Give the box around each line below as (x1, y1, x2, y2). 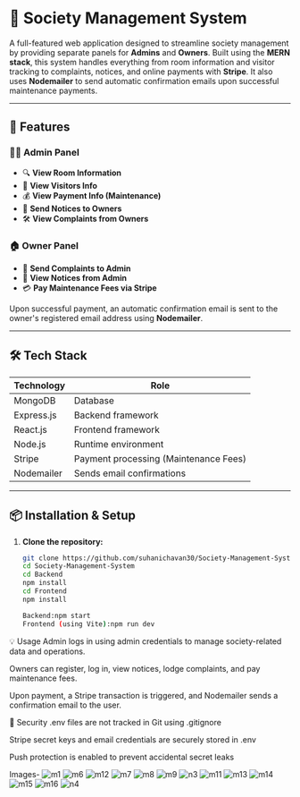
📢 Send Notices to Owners (21, 203, 122, 214)
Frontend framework (74, 423, 161, 436)
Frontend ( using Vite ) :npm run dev (21, 619, 155, 629)
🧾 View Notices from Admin (21, 272, 128, 283)
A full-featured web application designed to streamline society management (9, 38, 289, 48)
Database (74, 394, 114, 406)
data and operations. (9, 646, 86, 657)
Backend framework (74, 409, 159, 421)
